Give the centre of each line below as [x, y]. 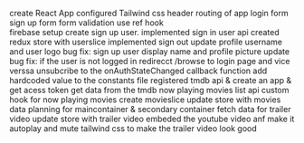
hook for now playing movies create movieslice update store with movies [145, 100]
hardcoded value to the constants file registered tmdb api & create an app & [151, 80]
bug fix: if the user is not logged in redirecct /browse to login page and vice [150, 61]
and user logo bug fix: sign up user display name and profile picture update [150, 52]
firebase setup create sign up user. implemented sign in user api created [144, 32]
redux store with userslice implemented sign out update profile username [146, 42]
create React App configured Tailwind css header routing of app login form [149, 13]
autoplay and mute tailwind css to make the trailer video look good [133, 129]
